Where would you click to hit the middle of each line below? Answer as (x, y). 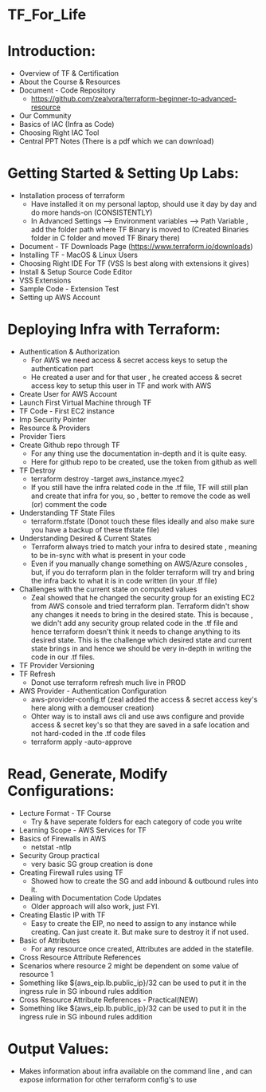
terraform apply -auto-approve (81, 742)
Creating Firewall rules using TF (71, 872)
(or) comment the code (69, 504)
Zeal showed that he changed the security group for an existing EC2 (143, 597)
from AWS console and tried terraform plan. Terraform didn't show (140, 606)
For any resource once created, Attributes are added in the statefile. (142, 948)
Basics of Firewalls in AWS (63, 838)
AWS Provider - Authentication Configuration (92, 691)
